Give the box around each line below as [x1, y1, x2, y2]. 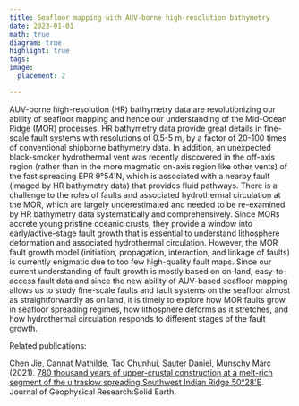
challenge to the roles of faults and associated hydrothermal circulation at [9, 189, 281, 200]
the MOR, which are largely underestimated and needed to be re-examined [9, 199, 286, 210]
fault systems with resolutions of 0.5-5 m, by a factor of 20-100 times [30, 132, 287, 143]
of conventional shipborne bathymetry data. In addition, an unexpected [9, 142, 271, 152]
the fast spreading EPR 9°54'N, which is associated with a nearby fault [9, 170, 270, 181]
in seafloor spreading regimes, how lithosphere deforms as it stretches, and [9, 304, 289, 315]
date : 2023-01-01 [9, 22, 74, 30]
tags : [9, 55, 30, 64]
